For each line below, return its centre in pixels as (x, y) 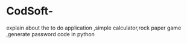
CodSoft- (30, 11)
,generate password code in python (50, 34)
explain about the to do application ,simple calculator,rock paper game (94, 28)
